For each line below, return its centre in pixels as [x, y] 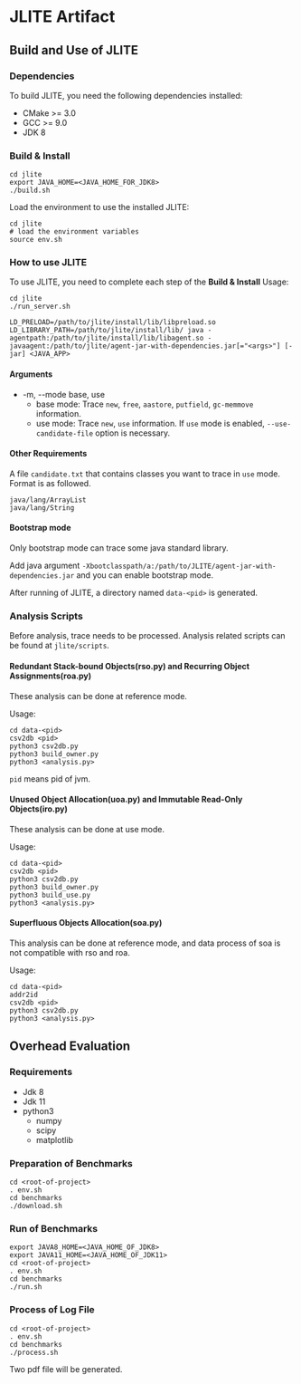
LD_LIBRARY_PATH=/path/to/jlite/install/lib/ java [107, 331]
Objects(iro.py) [38, 809]
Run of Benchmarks [53, 1228]
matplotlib [55, 1139]
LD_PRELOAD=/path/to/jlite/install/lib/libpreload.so [113, 322]
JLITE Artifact [62, 17]
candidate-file [64, 433]
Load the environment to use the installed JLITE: [99, 207]
